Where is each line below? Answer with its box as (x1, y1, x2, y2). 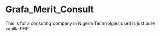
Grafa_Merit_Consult (5, 4, 94, 15)
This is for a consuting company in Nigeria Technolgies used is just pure (5, 20, 155, 26)
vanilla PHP (5, 25, 29, 31)
